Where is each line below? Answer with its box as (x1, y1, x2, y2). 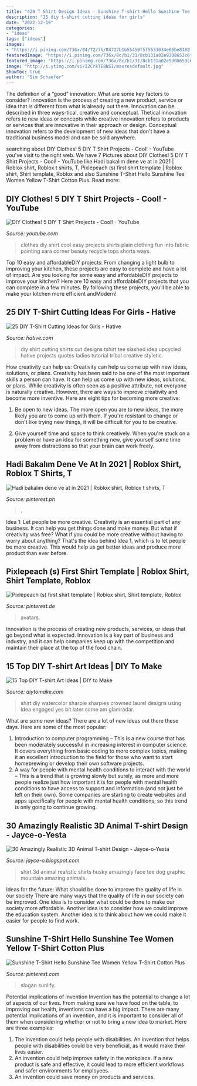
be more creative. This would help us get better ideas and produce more (6, 543, 181, 550)
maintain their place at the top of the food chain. (6, 644, 123, 651)
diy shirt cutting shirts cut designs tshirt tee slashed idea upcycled (20, 345, 181, 353)
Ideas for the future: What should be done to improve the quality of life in (6, 886, 182, 893)
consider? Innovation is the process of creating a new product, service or (6, 96, 184, 103)
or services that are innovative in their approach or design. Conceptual (6, 122, 177, 129)
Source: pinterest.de (6, 603, 56, 610)
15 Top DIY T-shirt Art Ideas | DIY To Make (6, 661, 162, 671)
